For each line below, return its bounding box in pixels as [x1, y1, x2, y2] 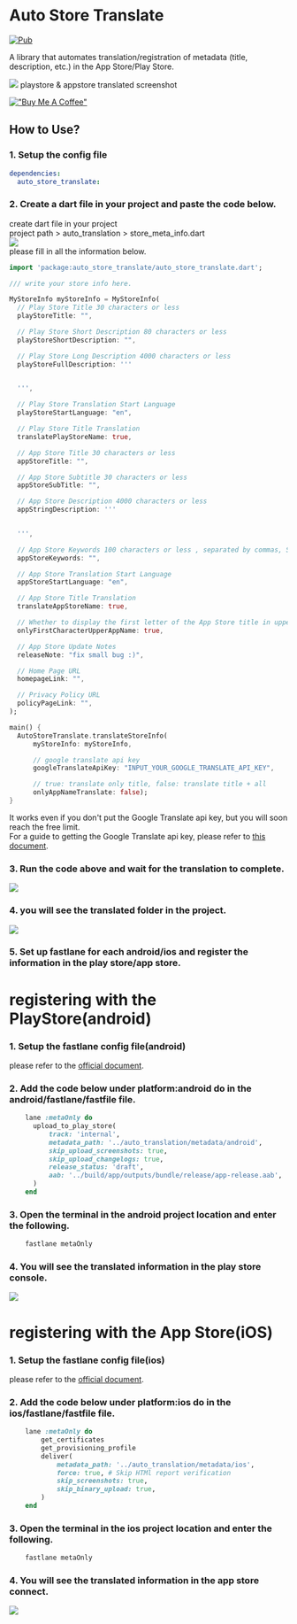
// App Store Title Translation [17, 594, 137, 603]
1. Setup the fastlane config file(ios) [9, 1354, 165, 1366]
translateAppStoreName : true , [17, 602, 128, 611]
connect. [9, 1586, 49, 1598]
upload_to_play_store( [32, 1122, 117, 1131]
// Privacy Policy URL [17, 691, 101, 700]
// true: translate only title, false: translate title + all [32, 780, 267, 789]
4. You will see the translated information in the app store [9, 1574, 259, 1587]
